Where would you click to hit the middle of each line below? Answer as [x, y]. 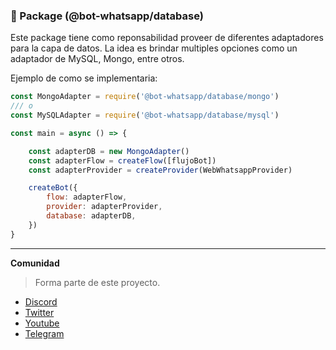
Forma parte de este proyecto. [97, 282]
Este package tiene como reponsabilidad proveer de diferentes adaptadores [167, 38]
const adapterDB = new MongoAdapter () [109, 151]
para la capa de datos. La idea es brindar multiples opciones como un [154, 48]
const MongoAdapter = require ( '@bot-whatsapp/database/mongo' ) [145, 97]
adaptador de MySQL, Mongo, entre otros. [97, 59]
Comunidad [35, 263]
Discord [41, 301]
